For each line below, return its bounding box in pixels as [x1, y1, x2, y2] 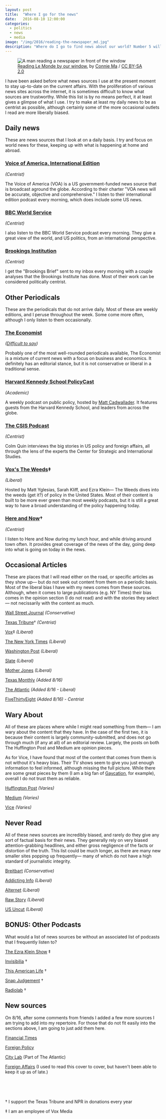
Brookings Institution [5, 247, 57, 254]
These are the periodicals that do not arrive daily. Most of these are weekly [5, 306, 158, 312]
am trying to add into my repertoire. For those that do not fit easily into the [5, 1020, 156, 1026]
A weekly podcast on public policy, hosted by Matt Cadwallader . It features [5, 399, 158, 405]
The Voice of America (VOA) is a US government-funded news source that [5, 180, 157, 186]
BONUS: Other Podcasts [5, 921, 82, 929]
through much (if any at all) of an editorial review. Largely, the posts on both [5, 740, 160, 746]
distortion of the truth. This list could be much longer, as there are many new [5, 848, 161, 854]
